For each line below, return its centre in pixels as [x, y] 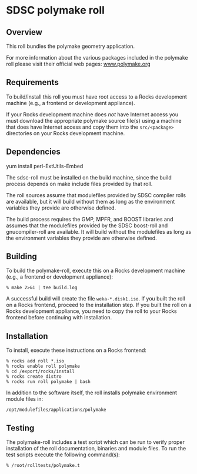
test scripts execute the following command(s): [63, 455]
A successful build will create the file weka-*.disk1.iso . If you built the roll [96, 299]
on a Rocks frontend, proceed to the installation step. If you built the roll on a [99, 305]
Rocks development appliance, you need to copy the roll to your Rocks [92, 311]
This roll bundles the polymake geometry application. [71, 46]
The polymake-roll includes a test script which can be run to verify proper [96, 442]
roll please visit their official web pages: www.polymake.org [79, 64]
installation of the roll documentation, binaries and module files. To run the [96, 449]
